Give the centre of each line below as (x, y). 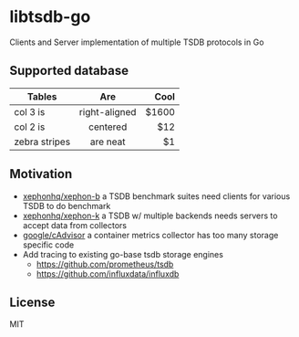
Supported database (69, 71)
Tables (42, 96)
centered (108, 127)
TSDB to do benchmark (67, 205)
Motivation (41, 174)
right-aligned (108, 111)
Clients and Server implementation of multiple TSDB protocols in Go (137, 42)
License (32, 302)
